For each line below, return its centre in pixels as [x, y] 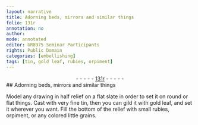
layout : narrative [29, 12]
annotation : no [25, 28]
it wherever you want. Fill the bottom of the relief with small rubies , [88, 109]
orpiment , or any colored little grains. [51, 115]
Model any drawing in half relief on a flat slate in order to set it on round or [97, 96]
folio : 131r [21, 23]
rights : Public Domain [34, 51]
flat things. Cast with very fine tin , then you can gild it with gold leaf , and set [99, 102]
